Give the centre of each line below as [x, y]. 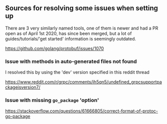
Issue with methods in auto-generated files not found [71, 61]
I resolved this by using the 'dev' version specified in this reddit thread [77, 72]
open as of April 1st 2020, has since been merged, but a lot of [69, 33]
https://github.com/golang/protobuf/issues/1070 [55, 48]
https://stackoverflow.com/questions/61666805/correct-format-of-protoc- [82, 111]
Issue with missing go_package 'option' [52, 100]
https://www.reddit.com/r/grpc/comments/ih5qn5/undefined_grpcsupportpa [83, 82]
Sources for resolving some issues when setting [82, 8]
